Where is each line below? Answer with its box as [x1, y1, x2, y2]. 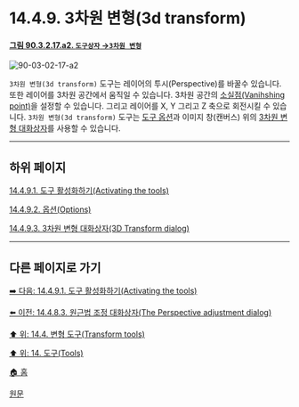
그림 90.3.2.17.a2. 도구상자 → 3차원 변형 [9, 39, 142, 50]
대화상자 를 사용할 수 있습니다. [18, 123, 122, 134]
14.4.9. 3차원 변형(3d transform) [9, 8, 246, 28]
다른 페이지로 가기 [9, 260, 101, 275]
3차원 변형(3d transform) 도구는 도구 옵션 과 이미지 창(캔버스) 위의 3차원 [28, 112, 279, 123]
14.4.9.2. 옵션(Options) [9, 204, 92, 215]
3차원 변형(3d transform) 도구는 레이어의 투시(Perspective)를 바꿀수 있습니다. [9, 78, 282, 89]
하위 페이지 [9, 159, 67, 175]
